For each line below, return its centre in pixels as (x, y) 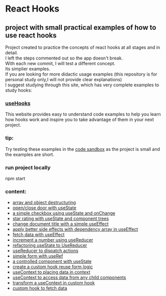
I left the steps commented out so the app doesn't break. (64, 58)
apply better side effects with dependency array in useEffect (75, 229)
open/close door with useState (44, 208)
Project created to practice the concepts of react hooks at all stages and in (82, 47)
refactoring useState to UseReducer (50, 246)
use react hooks (31, 35)
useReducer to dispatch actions (46, 251)
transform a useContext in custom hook (54, 283)
